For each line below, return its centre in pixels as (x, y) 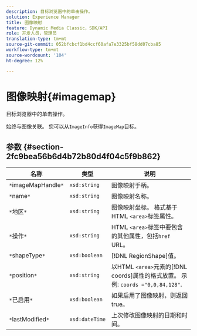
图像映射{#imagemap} (61, 97)
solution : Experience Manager (43, 17)
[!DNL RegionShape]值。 (145, 256)
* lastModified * (29, 320)
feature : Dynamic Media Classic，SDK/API (57, 28)
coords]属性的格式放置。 (145, 275)
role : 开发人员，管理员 (32, 33)
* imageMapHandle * (36, 185)
